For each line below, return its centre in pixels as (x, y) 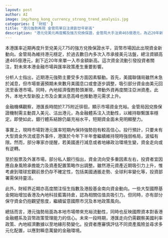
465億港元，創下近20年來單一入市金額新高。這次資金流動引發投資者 (80, 60)
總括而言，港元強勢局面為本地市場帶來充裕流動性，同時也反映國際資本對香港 (84, 211)
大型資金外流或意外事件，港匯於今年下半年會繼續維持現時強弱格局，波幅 (79, 136)
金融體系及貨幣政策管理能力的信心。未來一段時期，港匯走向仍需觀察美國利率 (84, 218)
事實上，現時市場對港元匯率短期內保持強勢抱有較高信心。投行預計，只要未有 (84, 130)
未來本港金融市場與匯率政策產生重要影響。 (62, 66)
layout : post (19, 10)
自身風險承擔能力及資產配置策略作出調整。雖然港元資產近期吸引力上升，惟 (86, 165)
